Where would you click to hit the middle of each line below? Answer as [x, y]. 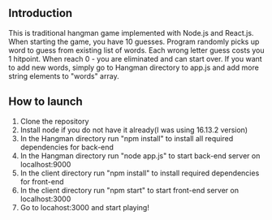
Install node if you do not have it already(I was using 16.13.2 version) [134, 130]
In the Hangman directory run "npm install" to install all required [127, 138]
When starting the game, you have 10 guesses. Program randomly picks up [134, 41]
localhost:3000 [45, 199]
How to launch [45, 102]
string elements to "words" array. [64, 75]
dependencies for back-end [67, 147]
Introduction [41, 13]
